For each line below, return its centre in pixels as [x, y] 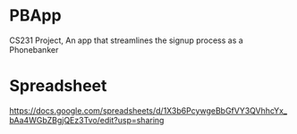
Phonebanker [34, 49]
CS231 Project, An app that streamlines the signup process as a [126, 40]
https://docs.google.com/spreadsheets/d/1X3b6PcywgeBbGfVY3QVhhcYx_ [148, 110]
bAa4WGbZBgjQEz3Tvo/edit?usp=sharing [87, 120]
